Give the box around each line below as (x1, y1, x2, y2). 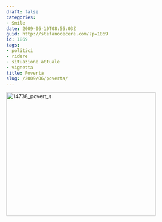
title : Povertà (6, 70, 44, 76)
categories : (6, 14, 36, 20)
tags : (6, 42, 20, 48)
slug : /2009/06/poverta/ (6, 75, 68, 81)
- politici (6, 48, 33, 54)
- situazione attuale (6, 59, 60, 65)
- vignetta (6, 64, 33, 71)
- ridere (6, 53, 28, 59)
